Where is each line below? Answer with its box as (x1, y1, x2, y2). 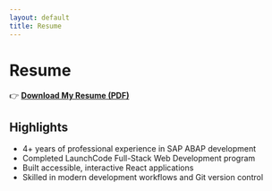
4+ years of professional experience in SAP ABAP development (21, 143, 257, 154)
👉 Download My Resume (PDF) (9, 91, 130, 101)
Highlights (9, 119, 69, 135)
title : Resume (9, 22, 63, 30)
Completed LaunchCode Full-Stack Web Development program (21, 153, 256, 164)
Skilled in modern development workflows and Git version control (21, 172, 264, 183)
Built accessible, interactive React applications (21, 162, 194, 173)
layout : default (9, 13, 70, 22)
